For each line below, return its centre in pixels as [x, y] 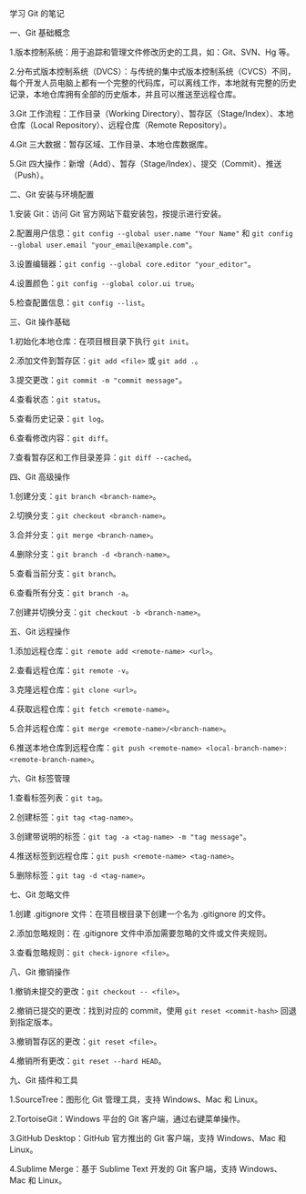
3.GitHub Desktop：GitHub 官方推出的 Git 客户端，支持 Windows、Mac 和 [148, 1138]
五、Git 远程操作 [40, 632]
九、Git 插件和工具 [44, 1080]
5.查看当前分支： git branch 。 [65, 573]
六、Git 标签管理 [40, 778]
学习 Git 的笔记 [37, 13]
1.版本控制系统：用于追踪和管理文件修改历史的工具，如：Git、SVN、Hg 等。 [152, 52]
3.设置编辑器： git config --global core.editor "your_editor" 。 [133, 264]
